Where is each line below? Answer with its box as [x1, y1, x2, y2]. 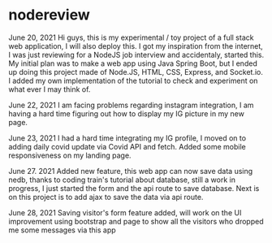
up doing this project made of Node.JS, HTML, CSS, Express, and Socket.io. [8, 67, 264, 76]
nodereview [8, 6, 91, 24]
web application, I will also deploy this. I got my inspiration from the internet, [8, 41, 264, 50]
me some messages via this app [8, 225, 116, 235]
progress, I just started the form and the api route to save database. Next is [8, 183, 260, 193]
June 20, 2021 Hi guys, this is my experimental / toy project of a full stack [8, 33, 254, 42]
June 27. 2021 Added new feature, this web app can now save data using [8, 166, 253, 176]
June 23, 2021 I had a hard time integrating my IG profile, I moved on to [8, 132, 246, 143]
